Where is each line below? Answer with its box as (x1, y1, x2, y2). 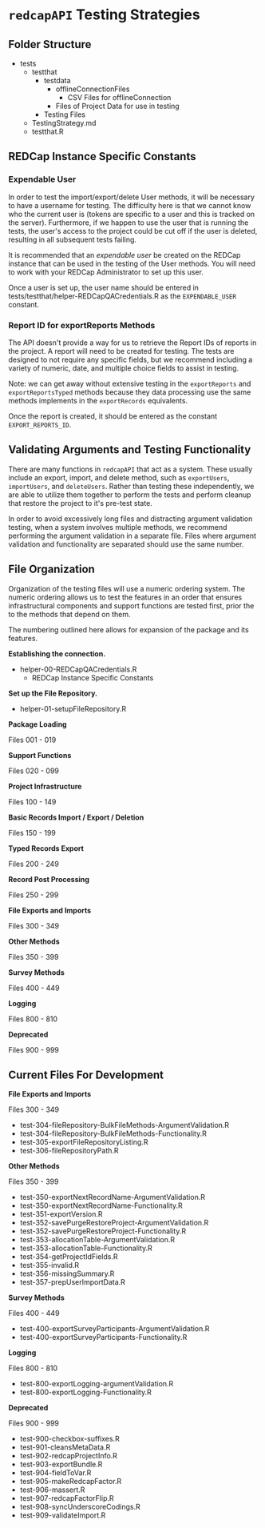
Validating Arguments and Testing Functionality (8, 443, 251, 457)
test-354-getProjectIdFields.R (19, 1252, 118, 1261)
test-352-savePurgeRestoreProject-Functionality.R (19, 1226, 186, 1236)
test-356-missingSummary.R (19, 1269, 115, 1278)
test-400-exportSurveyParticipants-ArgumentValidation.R (19, 1324, 210, 1333)
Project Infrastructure (8, 781, 82, 791)
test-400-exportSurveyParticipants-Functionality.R (19, 1333, 188, 1342)
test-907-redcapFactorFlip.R (19, 1494, 114, 1503)
